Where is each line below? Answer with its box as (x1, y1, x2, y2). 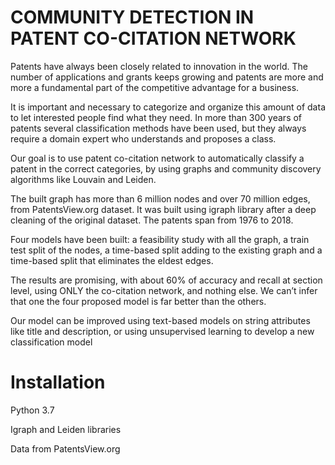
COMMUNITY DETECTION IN (10, 6, 255, 29)
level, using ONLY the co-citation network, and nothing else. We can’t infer (10, 284, 318, 296)
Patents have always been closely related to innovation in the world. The (10, 60, 309, 72)
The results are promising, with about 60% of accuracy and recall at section (10, 274, 323, 286)
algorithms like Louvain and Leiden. (10, 173, 157, 185)
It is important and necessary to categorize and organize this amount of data (10, 101, 326, 113)
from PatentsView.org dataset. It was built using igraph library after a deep (10, 203, 317, 215)
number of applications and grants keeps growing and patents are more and (10, 71, 324, 83)
